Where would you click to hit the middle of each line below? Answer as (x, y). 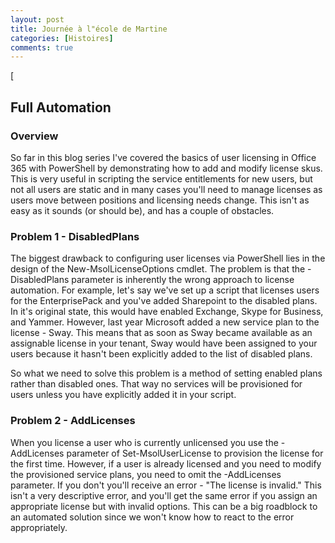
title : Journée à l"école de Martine (89, 29)
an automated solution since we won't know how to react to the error (152, 517)
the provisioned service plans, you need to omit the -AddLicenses (146, 474)
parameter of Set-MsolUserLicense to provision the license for (195, 453)
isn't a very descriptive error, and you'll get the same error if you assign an (164, 495)
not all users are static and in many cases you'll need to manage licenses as (166, 189)
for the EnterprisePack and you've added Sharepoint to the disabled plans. (164, 301)
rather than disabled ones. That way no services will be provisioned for (156, 384)
